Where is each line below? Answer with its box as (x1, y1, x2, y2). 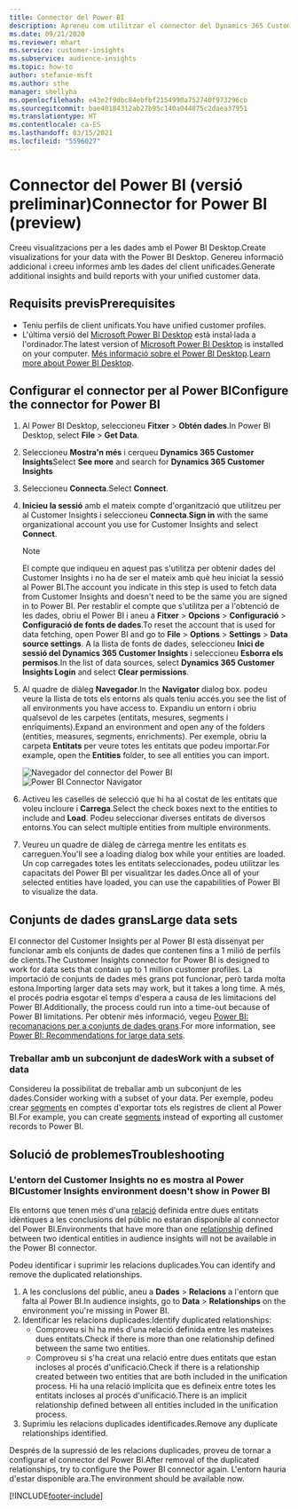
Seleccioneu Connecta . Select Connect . (21, 483, 169, 494)
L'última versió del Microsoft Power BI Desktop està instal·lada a (21, 329, 256, 340)
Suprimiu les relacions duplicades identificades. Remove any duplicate (21, 1418, 278, 1429)
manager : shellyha (9, 87, 77, 96)
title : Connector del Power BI (9, 12, 125, 22)
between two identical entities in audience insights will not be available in (9, 1233, 277, 1244)
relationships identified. (21, 1428, 108, 1439)
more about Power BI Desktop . (21, 357, 135, 368)
